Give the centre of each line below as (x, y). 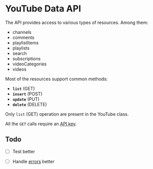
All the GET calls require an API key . (41, 124)
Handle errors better (33, 161)
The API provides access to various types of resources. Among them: (77, 22)
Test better (23, 151)
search (19, 53)
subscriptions (26, 58)
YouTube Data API (43, 9)
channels (22, 32)
